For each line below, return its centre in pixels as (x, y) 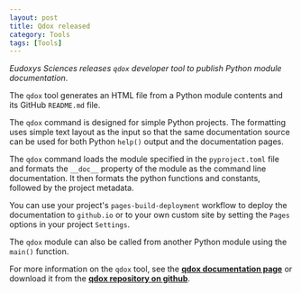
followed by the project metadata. (72, 188)
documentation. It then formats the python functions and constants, (135, 179)
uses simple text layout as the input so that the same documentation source (150, 133)
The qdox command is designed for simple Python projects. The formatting (148, 123)
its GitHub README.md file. (55, 105)
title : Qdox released (50, 26)
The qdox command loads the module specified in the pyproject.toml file (144, 160)
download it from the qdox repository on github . (100, 279)
